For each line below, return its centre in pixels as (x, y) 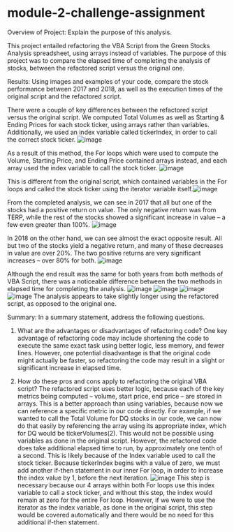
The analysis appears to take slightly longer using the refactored (126, 296)
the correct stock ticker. (42, 139)
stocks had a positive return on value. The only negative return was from (112, 209)
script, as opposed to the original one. (62, 303)
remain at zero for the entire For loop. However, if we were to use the (116, 500)
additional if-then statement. (58, 522)
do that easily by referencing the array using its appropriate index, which (122, 426)
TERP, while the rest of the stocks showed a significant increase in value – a (116, 217)
